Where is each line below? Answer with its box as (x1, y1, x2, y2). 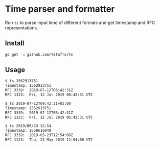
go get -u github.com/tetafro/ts (5, 52, 73, 57)
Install (5, 39, 24, 48)
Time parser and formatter (5, 3, 115, 15)
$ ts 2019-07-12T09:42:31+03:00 (5, 101, 71, 106)
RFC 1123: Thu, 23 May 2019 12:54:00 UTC (5, 137, 93, 143)
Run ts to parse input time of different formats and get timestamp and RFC (5, 20, 155, 25)
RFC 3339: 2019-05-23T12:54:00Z (5, 133, 73, 138)
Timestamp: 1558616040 (5, 128, 51, 133)
